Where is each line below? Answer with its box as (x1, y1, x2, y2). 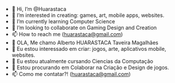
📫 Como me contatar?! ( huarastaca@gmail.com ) (11, 71, 131, 77)
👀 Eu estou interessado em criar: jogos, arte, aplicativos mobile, (11, 46, 167, 52)
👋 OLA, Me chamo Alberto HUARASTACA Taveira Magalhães (11, 39, 159, 46)
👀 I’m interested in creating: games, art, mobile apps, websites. (11, 12, 165, 19)
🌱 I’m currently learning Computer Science (11, 18, 115, 25)
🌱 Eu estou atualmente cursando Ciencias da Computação (11, 58, 153, 64)
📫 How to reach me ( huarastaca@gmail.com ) (11, 31, 123, 37)
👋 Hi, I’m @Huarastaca (11, 6, 67, 12)
